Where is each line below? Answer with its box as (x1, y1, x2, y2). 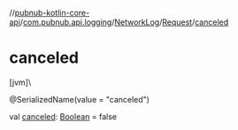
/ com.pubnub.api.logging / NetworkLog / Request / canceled (19, 17, 229, 27)
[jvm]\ (9, 77, 32, 88)
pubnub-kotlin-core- (14, 8, 90, 18)
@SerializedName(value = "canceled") (9, 94, 150, 104)
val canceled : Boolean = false (9, 111, 118, 122)
